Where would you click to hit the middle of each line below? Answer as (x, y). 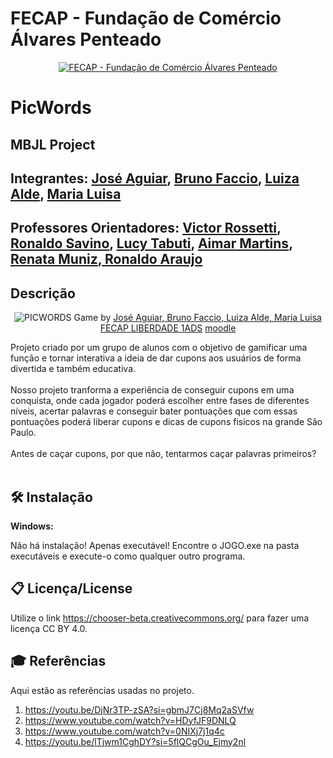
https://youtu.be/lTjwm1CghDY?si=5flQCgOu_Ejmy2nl (135, 741)
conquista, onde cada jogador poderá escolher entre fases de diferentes (160, 401)
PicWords (51, 108)
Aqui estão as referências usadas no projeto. (102, 690)
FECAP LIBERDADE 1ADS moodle (168, 328)
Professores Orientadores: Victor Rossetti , (146, 228)
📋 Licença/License (71, 588)
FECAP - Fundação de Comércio (146, 18)
